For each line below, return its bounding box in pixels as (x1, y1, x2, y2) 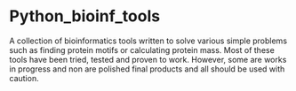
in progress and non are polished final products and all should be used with (9, 64, 285, 74)
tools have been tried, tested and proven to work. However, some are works (9, 54, 287, 64)
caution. (9, 72, 39, 83)
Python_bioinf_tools (9, 6, 161, 27)
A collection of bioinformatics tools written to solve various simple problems (9, 35, 287, 46)
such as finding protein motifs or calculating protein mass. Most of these (9, 44, 276, 55)
